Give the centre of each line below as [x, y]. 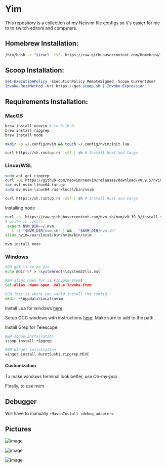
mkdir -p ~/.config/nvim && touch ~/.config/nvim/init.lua [67, 144]
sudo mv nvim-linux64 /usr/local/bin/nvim [49, 190]
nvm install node [23, 244]
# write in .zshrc [24, 221]
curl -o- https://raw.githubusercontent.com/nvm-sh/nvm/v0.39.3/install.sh [85, 217]
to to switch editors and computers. [41, 28]
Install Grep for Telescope [31, 327]
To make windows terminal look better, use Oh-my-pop [61, 377]
